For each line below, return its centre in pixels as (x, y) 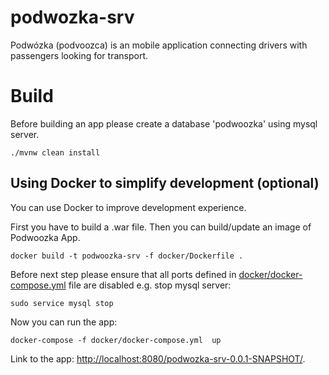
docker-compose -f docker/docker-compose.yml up (116, 340)
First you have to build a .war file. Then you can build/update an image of (161, 227)
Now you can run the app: (64, 322)
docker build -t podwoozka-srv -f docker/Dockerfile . (127, 256)
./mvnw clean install (55, 152)
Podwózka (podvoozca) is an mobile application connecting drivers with (159, 45)
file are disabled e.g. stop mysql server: (150, 285)
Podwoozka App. (45, 237)
